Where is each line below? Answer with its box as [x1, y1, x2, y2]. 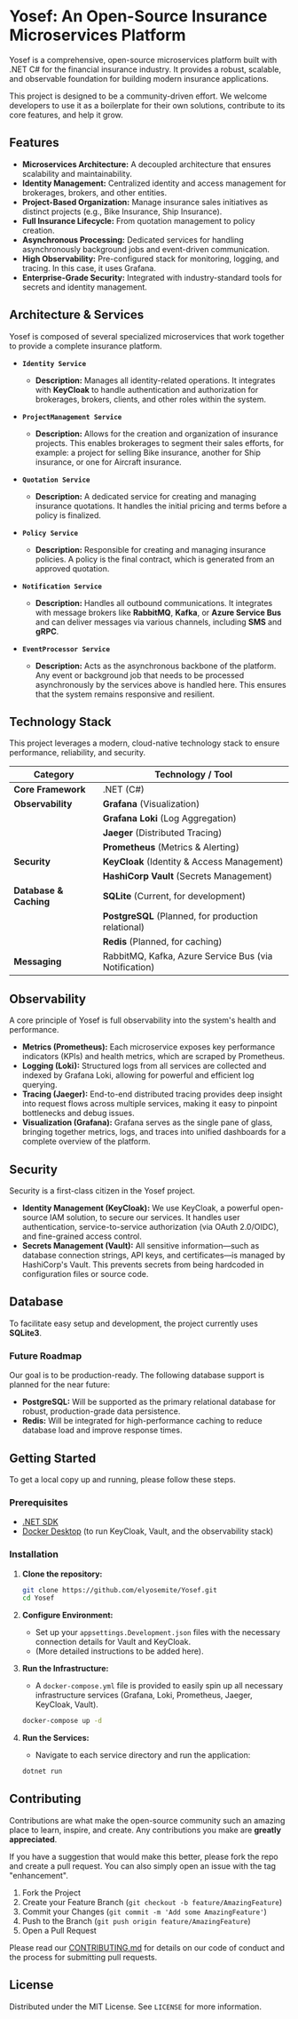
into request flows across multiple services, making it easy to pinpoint [21, 1098, 278, 1109]
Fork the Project [21, 1887, 82, 1898]
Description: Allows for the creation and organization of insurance [35, 428, 278, 439]
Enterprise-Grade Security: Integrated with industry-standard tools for [21, 272, 282, 283]
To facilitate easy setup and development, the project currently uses [9, 1318, 259, 1329]
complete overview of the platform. [21, 1136, 151, 1147]
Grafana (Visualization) [102, 798, 200, 810]
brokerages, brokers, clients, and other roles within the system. [35, 394, 266, 404]
